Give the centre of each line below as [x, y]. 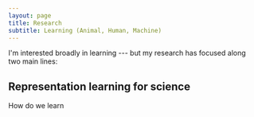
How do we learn [36, 106]
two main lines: [33, 61]
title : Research [35, 23]
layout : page [30, 16]
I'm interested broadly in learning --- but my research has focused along [127, 53]
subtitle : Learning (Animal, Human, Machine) [85, 30]
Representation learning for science [100, 86]
